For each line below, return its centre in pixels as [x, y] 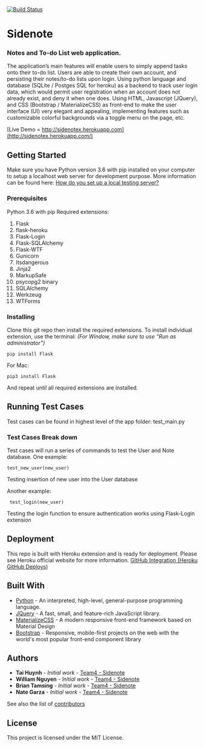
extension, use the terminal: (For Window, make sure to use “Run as [91, 336]
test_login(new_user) [37, 502]
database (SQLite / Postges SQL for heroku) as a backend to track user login [102, 86]
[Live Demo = [24, 129]
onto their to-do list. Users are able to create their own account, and [92, 72]
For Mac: [18, 365]
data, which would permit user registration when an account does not [94, 92]
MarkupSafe [31, 275]
